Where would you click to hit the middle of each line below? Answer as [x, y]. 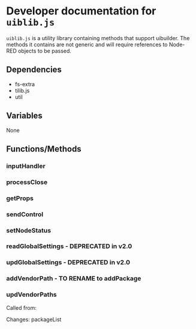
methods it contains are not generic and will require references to [87, 44]
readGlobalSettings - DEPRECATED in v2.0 [69, 246]
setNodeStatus [29, 230]
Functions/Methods [44, 149]
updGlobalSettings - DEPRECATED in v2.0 [68, 262]
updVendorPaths [31, 295]
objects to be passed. [45, 51]
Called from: [22, 307]
